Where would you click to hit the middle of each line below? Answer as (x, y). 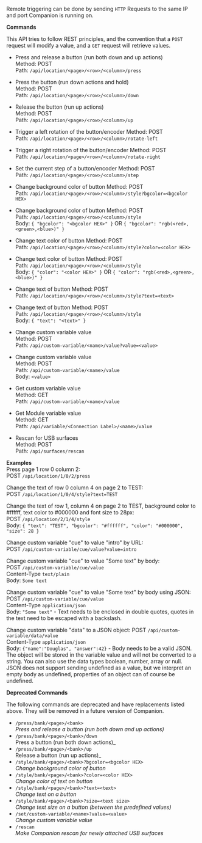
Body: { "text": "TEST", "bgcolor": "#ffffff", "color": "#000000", (95, 525)
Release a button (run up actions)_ (58, 755)
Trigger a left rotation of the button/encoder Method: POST (89, 132)
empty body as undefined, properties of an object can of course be (91, 674)
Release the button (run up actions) (59, 107)
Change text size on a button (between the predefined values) (93, 807)
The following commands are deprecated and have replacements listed (95, 704)
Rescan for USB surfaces (47, 438)
